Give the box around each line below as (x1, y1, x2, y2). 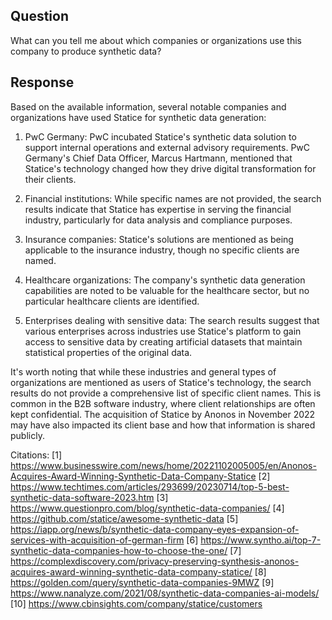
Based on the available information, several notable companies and (10, 100, 287, 113)
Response (10, 74, 75, 91)
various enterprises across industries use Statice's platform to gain (24, 325, 302, 337)
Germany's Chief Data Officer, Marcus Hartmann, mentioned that (24, 152, 293, 164)
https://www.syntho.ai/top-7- (200, 534, 322, 546)
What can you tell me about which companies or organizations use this (10, 34, 302, 46)
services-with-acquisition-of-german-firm (10, 534, 185, 546)
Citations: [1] (10, 449, 63, 461)
